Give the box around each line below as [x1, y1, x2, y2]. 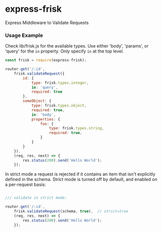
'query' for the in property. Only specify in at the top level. [5, 48, 124, 54]
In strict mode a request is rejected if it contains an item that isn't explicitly [5, 171, 156, 177]
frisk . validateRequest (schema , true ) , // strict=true [14, 209, 129, 214]
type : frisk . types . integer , [31, 80, 89, 85]
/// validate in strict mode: [5, 195, 67, 201]
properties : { [31, 117, 60, 122]
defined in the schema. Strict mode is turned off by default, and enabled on [5, 177, 158, 182]
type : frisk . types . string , [49, 126, 105, 131]
